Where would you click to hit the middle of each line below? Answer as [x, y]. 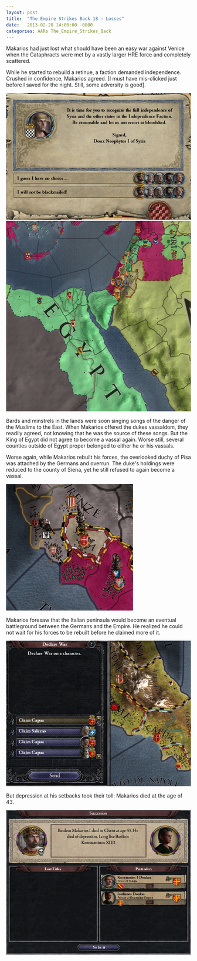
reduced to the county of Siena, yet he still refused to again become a [90, 470]
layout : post [22, 12]
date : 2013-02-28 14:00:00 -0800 [50, 25]
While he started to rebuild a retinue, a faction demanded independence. [94, 72]
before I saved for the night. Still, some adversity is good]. [76, 85]
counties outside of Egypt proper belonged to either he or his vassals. [90, 446]
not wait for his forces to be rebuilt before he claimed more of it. [83, 633]
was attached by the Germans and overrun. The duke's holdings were [90, 463]
